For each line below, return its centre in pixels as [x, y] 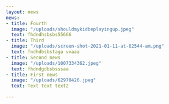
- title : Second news [33, 58]
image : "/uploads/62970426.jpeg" [54, 80]
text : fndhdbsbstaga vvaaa [45, 52]
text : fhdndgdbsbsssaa [40, 69]
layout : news [22, 12]
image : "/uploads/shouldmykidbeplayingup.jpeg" [73, 29]
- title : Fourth [26, 23]
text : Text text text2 [40, 86]
